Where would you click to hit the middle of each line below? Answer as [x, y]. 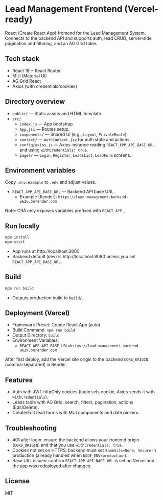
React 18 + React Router [36, 71]
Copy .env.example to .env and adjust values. [51, 182]
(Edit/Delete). [25, 407]
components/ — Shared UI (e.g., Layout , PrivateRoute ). [74, 134]
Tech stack [22, 59]
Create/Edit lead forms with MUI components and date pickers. [76, 413]
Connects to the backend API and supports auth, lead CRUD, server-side [78, 38]
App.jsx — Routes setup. [45, 129]
